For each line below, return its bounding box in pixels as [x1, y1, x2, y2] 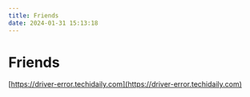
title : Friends [8, 11, 59, 20]
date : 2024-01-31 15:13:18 [8, 19, 99, 27]
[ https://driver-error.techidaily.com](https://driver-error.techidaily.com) [8, 80, 243, 89]
